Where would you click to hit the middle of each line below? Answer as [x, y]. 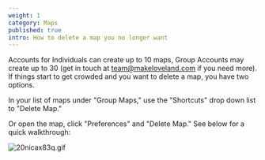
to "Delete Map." [35, 109]
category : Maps [33, 23]
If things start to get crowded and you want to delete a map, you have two [129, 76]
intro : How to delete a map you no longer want [88, 37]
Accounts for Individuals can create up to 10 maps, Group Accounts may [126, 60]
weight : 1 [25, 15]
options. [22, 85]
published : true [35, 30]
